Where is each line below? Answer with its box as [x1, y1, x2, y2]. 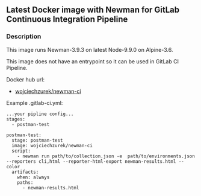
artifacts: [11, 169, 39, 175]
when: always [17, 174, 50, 180]
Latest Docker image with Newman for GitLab [6, 5, 180, 15]
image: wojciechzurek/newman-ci [11, 142, 93, 148]
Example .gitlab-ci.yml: [6, 99, 63, 106]
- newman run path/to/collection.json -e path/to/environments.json [17, 153, 196, 159]
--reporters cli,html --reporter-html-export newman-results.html [6, 158, 176, 165]
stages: [6, 116, 26, 122]
